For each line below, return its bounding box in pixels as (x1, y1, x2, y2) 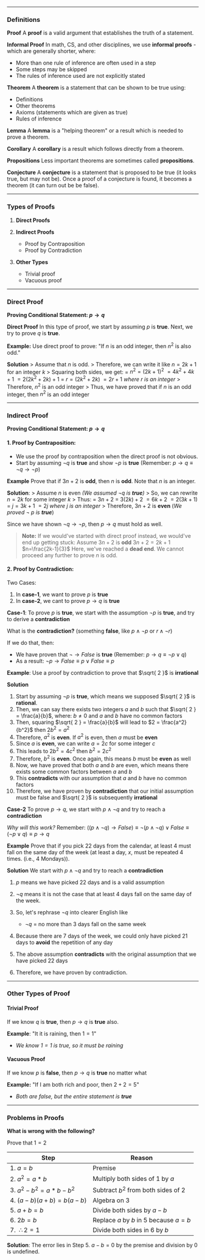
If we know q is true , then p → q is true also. (7, 1018, 119, 1025)
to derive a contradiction (7, 615, 71, 622)
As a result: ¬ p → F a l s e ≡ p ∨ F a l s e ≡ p (15, 657, 114, 664)
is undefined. (7, 1248, 40, 1255)
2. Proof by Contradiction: (7, 565, 74, 573)
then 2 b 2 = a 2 (34, 725, 70, 733)
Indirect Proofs (15, 228, 55, 235)
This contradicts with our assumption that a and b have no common (15, 774, 187, 782)
